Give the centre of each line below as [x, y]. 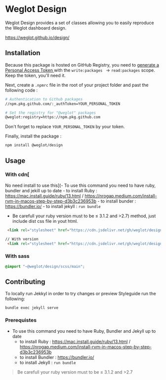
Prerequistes [21, 320]
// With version [22, 239]
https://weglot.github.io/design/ [37, 37]
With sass [17, 256]
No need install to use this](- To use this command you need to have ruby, [81, 185]
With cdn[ [17, 174]
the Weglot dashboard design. [36, 28]
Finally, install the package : [33, 136]
